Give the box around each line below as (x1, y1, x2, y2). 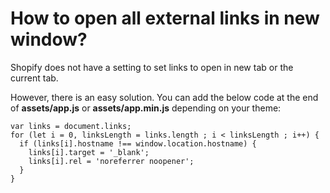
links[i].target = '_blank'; (28, 147, 150, 157)
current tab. (10, 72, 59, 84)
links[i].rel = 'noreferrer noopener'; (28, 156, 195, 166)
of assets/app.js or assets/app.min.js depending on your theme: (10, 102, 282, 114)
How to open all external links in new (10, 7, 320, 30)
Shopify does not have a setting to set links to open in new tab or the (10, 61, 294, 73)
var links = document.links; (10, 121, 132, 131)
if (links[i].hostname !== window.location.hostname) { (19, 138, 257, 149)
